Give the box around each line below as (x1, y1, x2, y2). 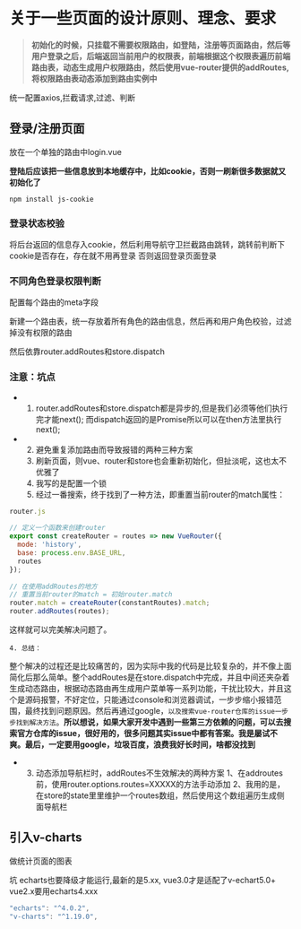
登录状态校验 (9, 217, 65, 230)
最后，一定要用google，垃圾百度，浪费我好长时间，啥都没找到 (24, 739, 255, 750)
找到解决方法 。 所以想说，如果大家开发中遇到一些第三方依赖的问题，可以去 (15, 716, 284, 727)
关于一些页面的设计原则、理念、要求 (9, 8, 277, 29)
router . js (9, 507, 47, 516)
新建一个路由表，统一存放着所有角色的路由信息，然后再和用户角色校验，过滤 (9, 316, 292, 327)
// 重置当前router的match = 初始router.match (9, 590, 173, 599)
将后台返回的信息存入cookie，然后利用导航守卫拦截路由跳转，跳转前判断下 (9, 239, 286, 250)
